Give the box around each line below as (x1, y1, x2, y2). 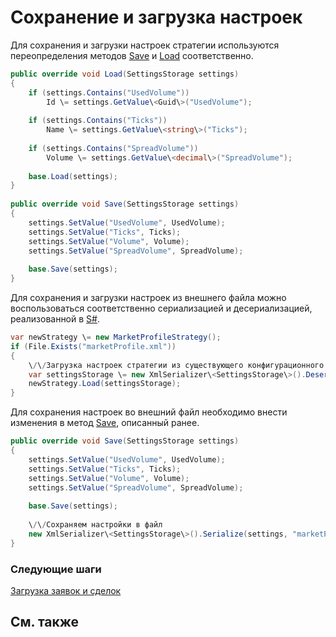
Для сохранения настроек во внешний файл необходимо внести (10, 406, 288, 418)
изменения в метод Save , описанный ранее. (10, 417, 200, 429)
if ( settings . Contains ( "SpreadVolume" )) (28, 143, 199, 153)
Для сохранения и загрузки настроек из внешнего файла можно (10, 292, 287, 304)
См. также (10, 614, 80, 631)
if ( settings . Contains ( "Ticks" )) (28, 116, 168, 126)
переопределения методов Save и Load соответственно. (10, 49, 254, 61)
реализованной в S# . (10, 313, 100, 325)
